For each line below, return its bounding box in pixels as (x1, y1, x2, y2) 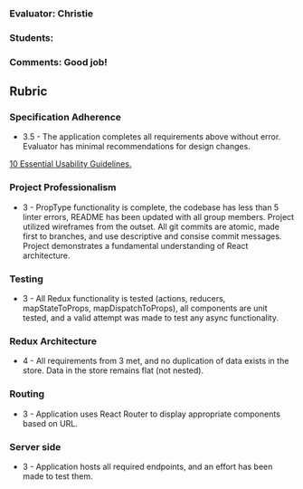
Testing (9, 273, 43, 285)
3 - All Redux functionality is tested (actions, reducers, (22, 293, 226, 304)
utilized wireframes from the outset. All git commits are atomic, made (22, 221, 280, 232)
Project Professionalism (9, 181, 117, 194)
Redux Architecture (9, 334, 98, 347)
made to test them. (22, 470, 93, 482)
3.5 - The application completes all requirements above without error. (22, 131, 281, 142)
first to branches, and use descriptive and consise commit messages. (22, 230, 282, 242)
